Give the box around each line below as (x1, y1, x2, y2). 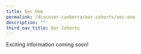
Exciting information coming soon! (6, 41, 89, 48)
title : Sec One (6, 8, 43, 15)
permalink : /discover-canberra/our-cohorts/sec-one (6, 14, 135, 20)
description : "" (6, 19, 46, 25)
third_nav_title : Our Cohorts (6, 25, 80, 31)
